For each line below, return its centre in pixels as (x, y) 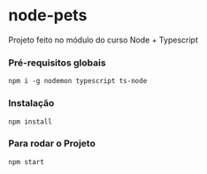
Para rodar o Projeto (52, 144)
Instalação (31, 103)
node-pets (48, 15)
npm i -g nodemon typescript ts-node (78, 81)
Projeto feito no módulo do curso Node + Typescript (103, 40)
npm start (27, 162)
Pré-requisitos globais (57, 63)
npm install (30, 121)
